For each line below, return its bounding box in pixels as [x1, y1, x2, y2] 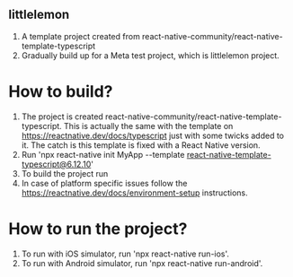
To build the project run [21, 168, 109, 178]
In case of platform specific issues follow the [21, 177, 188, 188]
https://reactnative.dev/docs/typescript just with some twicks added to [21, 130, 285, 141]
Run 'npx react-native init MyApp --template [21, 149, 185, 160]
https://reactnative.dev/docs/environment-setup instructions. [21, 187, 248, 198]
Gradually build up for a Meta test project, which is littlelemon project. [21, 49, 280, 61]
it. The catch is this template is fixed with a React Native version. [21, 139, 262, 151]
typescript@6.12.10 [21, 159, 92, 169]
